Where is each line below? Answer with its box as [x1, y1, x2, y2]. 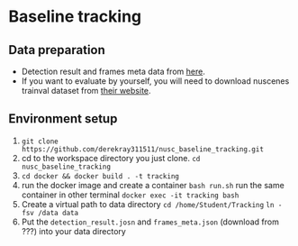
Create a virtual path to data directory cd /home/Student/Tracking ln [21, 198, 275, 209]
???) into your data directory [21, 225, 127, 236]
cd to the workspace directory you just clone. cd [21, 152, 201, 163]
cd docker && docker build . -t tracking [21, 171, 179, 181]
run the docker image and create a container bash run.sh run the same [21, 179, 284, 190]
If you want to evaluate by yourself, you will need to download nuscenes [21, 76, 290, 87]
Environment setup [8, 111, 118, 127]
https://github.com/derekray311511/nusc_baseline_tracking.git [21, 144, 265, 154]
